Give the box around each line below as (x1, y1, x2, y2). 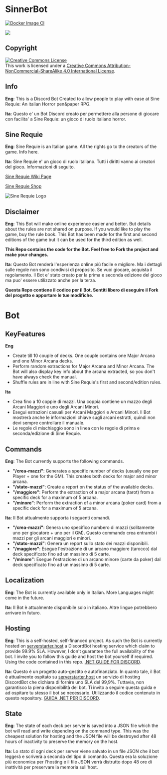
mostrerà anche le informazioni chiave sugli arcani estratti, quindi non (12, 414, 156, 420)
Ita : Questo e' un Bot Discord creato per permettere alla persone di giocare (5, 110, 160, 116)
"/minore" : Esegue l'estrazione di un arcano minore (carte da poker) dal (12, 556, 161, 562)
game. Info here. (5, 149, 39, 155)
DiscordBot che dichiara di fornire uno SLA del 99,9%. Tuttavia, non (5, 679, 145, 685)
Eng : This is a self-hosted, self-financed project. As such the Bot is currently (5, 637, 163, 643)
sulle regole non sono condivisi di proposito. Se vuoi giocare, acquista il (5, 266, 153, 273)
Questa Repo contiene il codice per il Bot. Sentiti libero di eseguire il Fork (5, 287, 159, 293)
